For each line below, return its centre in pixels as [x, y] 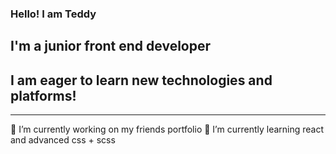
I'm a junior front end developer [111, 46]
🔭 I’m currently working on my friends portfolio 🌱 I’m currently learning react [167, 129]
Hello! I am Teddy [53, 14]
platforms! [43, 95]
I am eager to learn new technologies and [141, 80]
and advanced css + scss [63, 140]
